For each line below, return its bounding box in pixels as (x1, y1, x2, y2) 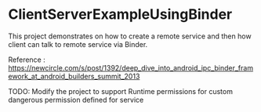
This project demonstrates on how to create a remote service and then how (8, 31, 252, 41)
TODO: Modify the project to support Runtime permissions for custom (8, 86, 234, 96)
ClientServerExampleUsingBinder (8, 5, 233, 23)
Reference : (8, 55, 45, 64)
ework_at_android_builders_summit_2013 (8, 71, 140, 81)
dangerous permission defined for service (8, 95, 144, 104)
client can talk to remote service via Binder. (8, 39, 148, 49)
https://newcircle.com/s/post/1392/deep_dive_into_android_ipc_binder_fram (8, 63, 253, 72)
